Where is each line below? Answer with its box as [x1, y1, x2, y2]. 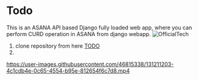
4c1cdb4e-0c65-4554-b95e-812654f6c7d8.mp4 [6, 67, 130, 74]
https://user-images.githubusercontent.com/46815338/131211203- [6, 60, 174, 68]
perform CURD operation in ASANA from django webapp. [6, 30, 151, 37]
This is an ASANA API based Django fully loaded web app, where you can [6, 24, 192, 31]
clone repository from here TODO [15, 42, 100, 49]
